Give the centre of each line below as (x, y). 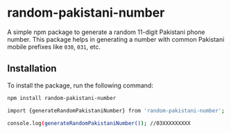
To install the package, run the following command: (80, 85)
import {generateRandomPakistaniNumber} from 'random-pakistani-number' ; (116, 110)
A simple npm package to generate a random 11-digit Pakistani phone (106, 32)
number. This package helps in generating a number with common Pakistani (116, 39)
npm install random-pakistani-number (62, 98)
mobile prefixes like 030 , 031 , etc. (54, 47)
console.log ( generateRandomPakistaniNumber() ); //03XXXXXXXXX (99, 123)
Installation (32, 68)
